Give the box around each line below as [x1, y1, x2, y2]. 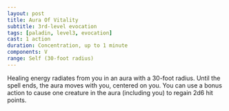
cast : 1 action [7, 36, 51, 43]
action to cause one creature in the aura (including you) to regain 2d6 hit [7, 88, 214, 97]
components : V [7, 49, 48, 56]
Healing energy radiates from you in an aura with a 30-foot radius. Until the [7, 74, 221, 82]
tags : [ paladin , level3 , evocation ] [7, 29, 112, 37]
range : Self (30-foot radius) [7, 55, 94, 62]
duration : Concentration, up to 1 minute [7, 42, 128, 49]
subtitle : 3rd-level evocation [7, 23, 97, 30]
